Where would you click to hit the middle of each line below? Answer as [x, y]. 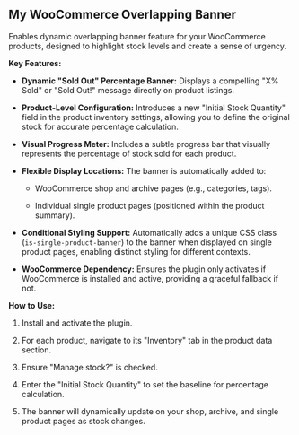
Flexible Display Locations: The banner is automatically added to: [144, 170]
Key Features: [35, 63]
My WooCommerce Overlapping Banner [123, 15]
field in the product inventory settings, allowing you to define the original [156, 117]
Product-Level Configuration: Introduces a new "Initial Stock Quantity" [154, 108]
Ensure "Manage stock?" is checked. [89, 367]
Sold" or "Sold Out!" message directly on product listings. [128, 90]
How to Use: [32, 305]
